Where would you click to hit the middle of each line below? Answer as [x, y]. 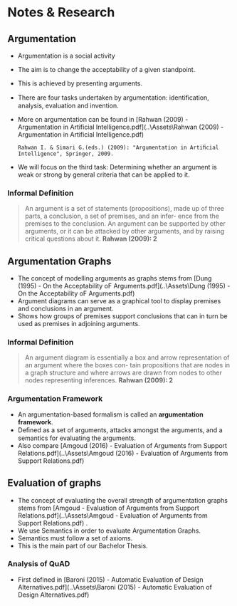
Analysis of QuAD [39, 564]
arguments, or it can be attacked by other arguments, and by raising [125, 231]
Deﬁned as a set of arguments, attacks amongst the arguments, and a [120, 430]
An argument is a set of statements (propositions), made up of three [124, 209]
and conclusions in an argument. [65, 309]
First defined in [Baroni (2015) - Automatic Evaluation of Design [110, 579]
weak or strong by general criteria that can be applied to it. [104, 174]
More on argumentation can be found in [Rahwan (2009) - [103, 119]
